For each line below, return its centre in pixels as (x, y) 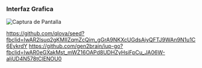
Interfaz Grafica (30, 9)
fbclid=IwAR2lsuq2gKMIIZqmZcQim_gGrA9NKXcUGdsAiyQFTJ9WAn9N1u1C (101, 40)
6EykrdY (17, 46)
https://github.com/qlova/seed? (46, 33)
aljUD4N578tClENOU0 (34, 59)
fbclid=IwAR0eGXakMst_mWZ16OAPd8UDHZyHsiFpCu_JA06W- (86, 52)
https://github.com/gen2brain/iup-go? (76, 46)
